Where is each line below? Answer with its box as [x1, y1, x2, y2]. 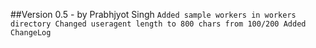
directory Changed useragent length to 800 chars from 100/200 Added [10, 19, 307, 29]
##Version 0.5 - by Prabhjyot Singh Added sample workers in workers [10, 9, 297, 20]
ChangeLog [10, 28, 52, 38]
